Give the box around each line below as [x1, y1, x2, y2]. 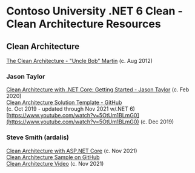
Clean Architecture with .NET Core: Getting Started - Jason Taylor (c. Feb [6, 86, 190, 93]
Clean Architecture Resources [6, 17, 162, 31]
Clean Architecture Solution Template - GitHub [6, 99, 122, 106]
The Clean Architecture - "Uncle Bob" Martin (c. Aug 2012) [6, 57, 153, 64]
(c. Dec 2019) [140, 118, 174, 125]
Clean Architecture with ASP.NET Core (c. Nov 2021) [6, 147, 137, 154]
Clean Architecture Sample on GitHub [6, 153, 100, 161]
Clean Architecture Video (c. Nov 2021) [6, 160, 104, 167]
